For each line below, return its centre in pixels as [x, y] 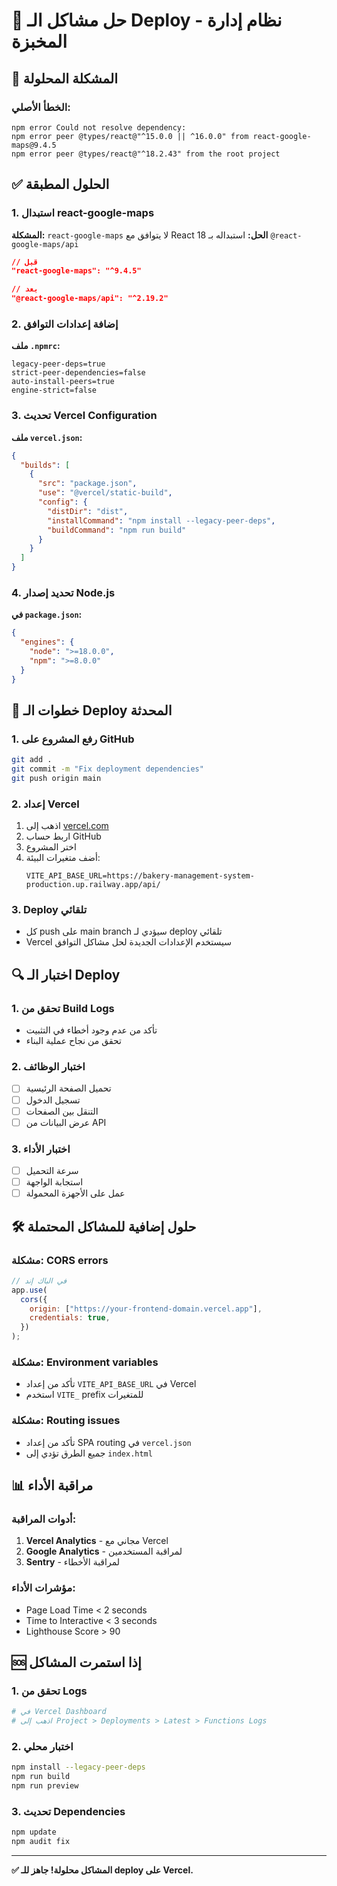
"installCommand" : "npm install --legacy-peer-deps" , [161, 520]
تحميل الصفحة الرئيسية [68, 1088]
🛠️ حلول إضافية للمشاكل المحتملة [104, 1226]
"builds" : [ [45, 465]
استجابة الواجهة [54, 1182]
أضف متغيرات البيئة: [63, 858]
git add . [32, 760]
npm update [34, 1832]
